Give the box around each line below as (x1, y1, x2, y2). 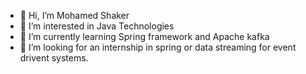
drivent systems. (19, 52, 89, 64)
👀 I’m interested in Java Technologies (19, 20, 175, 32)
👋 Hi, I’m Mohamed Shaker (19, 10, 130, 21)
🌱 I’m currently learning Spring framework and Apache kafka (19, 31, 270, 42)
